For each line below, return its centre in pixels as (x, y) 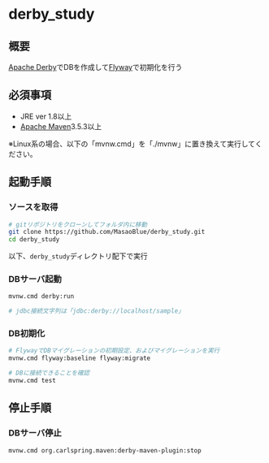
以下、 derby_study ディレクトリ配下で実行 (78, 256)
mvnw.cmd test (33, 381)
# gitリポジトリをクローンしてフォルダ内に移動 (78, 224)
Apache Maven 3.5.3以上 (61, 126)
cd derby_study (34, 240)
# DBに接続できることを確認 (49, 373)
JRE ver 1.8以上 (46, 116)
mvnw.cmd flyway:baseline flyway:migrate (80, 358)
